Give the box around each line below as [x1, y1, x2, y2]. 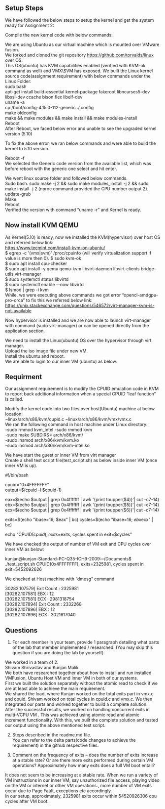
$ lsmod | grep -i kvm [5, 287, 49, 293]
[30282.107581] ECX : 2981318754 [5, 596, 75, 602]
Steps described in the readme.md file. [12, 732, 92, 738]
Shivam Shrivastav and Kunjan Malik [5, 665, 79, 671]
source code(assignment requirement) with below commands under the [5, 73, 151, 79]
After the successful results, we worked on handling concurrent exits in [5, 707, 150, 713]
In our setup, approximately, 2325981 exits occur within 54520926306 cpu [5, 793, 157, 799]
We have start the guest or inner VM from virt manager [5, 452, 117, 458]
